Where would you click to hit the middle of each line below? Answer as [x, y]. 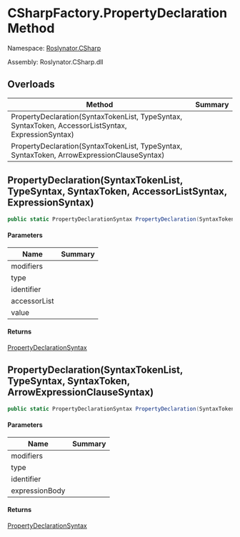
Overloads [31, 85]
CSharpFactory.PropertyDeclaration [117, 13]
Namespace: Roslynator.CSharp [54, 48]
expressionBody [38, 491]
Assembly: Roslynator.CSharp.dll [55, 61]
